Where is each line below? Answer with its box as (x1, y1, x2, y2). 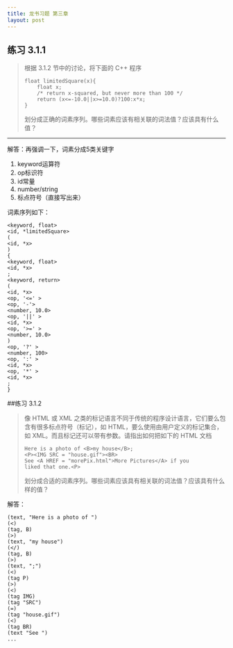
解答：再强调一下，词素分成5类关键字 (7, 145, 114, 154)
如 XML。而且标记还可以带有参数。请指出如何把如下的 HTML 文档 (24, 432, 212, 440)
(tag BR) (7, 624, 33, 631)
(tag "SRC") (7, 599, 42, 606)
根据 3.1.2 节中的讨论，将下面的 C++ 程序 (24, 64, 142, 72)
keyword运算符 (17, 160, 61, 168)
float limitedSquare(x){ (24, 78, 96, 85)
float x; (37, 84, 62, 91)
